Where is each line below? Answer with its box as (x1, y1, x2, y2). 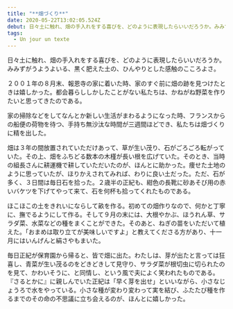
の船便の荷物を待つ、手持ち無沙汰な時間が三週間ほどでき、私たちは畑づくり (7, 120, 225, 128)
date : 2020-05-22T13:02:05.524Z (7, 17, 101, 24)
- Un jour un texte (13, 36, 70, 43)
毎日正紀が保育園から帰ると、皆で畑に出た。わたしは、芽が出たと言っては (7, 251, 220, 260)
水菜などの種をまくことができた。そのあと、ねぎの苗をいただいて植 (31, 219, 226, 228)
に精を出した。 (7, 129, 50, 137)
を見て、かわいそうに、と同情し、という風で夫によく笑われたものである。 (7, 269, 220, 277)
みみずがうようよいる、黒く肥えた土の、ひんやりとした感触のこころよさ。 (7, 65, 220, 73)
